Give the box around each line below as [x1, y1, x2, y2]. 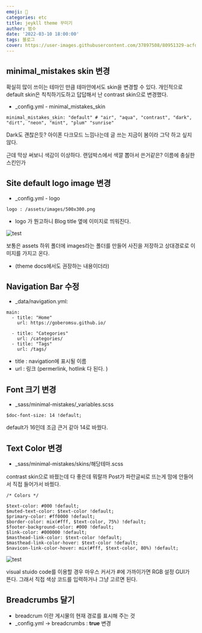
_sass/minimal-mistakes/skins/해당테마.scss [14, 460, 123, 467]
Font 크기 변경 [6, 384, 57, 395]
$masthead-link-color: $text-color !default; [6, 534, 122, 540]
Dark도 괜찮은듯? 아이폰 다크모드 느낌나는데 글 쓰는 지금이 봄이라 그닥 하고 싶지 [6, 131, 192, 138]
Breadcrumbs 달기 [6, 595, 75, 605]
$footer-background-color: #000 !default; [6, 524, 114, 530]
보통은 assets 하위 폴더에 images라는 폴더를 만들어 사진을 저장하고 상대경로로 [6, 242, 189, 249]
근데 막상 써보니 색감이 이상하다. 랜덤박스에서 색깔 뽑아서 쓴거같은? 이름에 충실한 [6, 151, 195, 158]
